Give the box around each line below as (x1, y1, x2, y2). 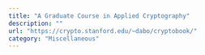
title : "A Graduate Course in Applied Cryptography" (8, 11, 190, 20)
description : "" (8, 19, 63, 27)
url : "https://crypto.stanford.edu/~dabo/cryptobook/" (8, 27, 198, 35)
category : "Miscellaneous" (8, 34, 100, 43)
